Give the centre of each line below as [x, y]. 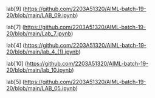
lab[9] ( [15, 9]
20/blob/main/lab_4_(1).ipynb [43, 52]
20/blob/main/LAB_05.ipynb [41, 88]
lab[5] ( [15, 82]
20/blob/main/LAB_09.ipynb [41, 15]
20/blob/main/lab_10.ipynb [39, 70]
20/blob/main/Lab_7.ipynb [39, 33]
